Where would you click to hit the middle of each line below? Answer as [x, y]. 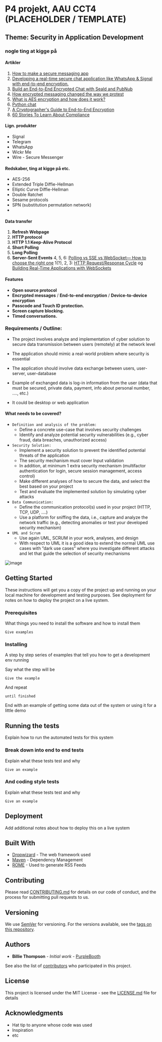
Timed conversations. [35, 316]
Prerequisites [21, 613]
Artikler [13, 63]
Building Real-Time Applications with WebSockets [62, 268]
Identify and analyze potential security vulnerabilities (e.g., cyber [84, 435]
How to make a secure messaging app [50, 73]
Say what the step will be [30, 669]
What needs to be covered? [33, 413]
